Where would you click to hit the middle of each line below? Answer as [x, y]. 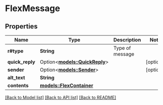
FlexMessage [33, 8]
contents [18, 85]
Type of [122, 48]
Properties [21, 26]
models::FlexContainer [67, 85]
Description [127, 40]
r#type [16, 51]
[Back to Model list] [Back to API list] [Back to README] [61, 97]
